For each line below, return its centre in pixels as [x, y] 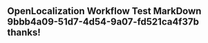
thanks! [24, 32]
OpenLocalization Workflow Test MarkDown [104, 11]
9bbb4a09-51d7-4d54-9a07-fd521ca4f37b [103, 22]
